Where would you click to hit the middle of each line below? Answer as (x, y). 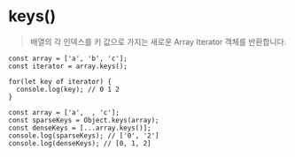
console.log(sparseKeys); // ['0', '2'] (84, 135)
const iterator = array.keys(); (68, 66)
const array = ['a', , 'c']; (64, 112)
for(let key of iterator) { (60, 81)
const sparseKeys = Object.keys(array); (84, 120)
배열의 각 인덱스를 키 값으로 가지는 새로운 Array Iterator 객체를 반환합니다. (158, 41)
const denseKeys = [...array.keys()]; (80, 128)
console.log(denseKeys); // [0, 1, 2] (80, 143)
